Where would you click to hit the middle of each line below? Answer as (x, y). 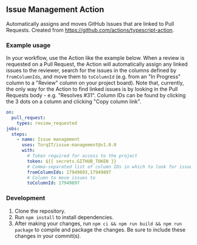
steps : (19, 134)
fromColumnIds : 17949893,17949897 (69, 172)
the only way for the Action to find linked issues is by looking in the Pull (92, 89)
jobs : (13, 128)
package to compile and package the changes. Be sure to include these (100, 229)
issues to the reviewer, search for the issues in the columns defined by (91, 70)
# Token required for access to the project (82, 156)
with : (28, 151)
